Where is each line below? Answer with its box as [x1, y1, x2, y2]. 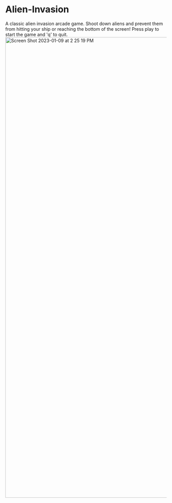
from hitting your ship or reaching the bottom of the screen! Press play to [5, 26, 160, 32]
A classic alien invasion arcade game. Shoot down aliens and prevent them [5, 20, 163, 27]
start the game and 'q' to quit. [5, 31, 68, 37]
